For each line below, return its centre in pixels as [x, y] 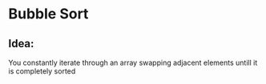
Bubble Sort [48, 14]
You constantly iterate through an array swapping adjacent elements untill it [133, 62]
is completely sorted [42, 71]
